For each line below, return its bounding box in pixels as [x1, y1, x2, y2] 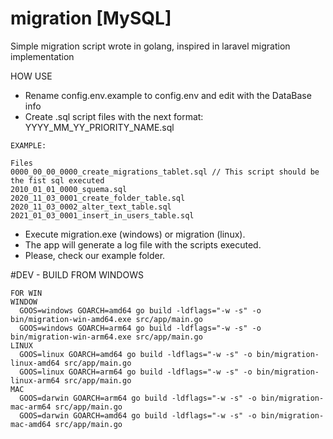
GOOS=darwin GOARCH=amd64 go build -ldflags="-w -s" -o [19, 410, 257, 421]
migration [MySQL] [10, 7, 172, 30]
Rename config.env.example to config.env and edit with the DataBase [24, 89, 312, 101]
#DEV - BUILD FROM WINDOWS [10, 268, 144, 281]
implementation [10, 50, 75, 62]
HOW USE [10, 70, 53, 82]
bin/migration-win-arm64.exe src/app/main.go [10, 332, 203, 342]
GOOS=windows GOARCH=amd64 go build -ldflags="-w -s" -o [19, 305, 262, 316]
